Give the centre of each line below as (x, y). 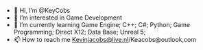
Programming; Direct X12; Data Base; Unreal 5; (80, 32)
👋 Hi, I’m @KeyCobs (42, 10)
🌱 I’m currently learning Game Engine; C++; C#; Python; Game (102, 25)
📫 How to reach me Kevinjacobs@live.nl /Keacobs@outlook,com (105, 40)
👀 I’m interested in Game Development (68, 18)
